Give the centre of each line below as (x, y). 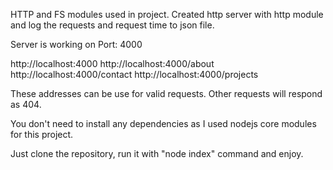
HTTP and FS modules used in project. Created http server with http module (167, 14)
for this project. (42, 134)
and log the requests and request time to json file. (112, 25)
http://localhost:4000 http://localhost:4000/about (112, 63)
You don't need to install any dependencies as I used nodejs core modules (163, 123)
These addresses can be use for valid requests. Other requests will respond (166, 93)
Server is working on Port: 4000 (76, 44)
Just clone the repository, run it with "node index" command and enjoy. (157, 153)
